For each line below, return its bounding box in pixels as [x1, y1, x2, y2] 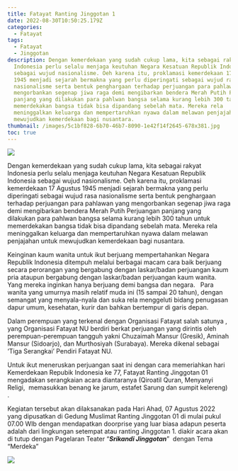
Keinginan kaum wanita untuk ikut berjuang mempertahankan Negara [7, 251, 210, 259]
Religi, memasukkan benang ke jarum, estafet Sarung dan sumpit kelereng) [7, 383, 228, 392]
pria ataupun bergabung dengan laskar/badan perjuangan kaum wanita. [7, 273, 217, 282]
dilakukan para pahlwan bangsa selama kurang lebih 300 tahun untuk [7, 214, 211, 223]
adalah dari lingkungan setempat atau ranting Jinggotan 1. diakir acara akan [7, 427, 229, 436]
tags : [7, 37, 23, 44]
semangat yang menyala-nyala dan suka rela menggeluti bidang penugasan [7, 295, 229, 305]
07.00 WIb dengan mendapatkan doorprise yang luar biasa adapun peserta [7, 419, 227, 429]
